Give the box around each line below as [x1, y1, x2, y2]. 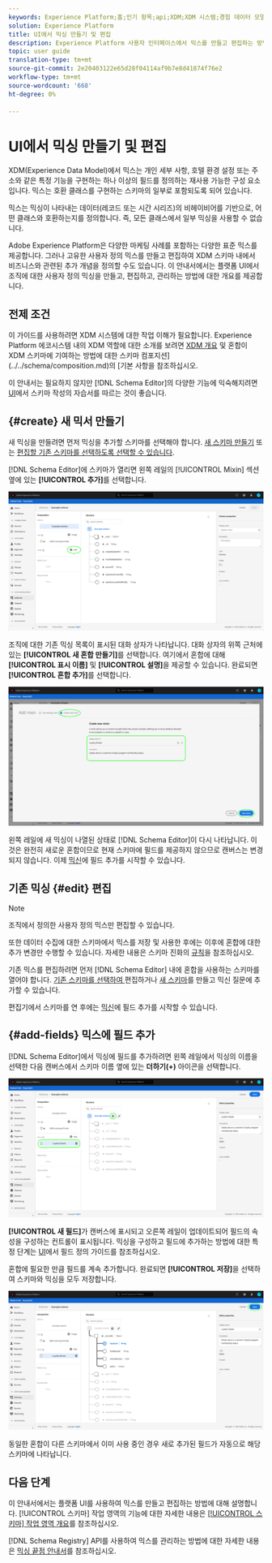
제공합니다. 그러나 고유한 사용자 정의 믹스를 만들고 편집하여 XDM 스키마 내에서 [8, 251, 256, 260]
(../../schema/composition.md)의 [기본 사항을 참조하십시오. [8, 361, 198, 371]
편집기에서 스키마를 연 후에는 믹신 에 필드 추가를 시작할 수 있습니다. [8, 1002, 219, 1012]
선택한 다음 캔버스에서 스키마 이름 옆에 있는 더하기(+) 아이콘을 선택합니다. [8, 1061, 241, 1071]
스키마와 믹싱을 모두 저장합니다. [16, 1274, 117, 1284]
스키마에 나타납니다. [8, 1449, 71, 1459]
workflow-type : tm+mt [8, 73, 82, 81]
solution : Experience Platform [8, 21, 114, 30]
